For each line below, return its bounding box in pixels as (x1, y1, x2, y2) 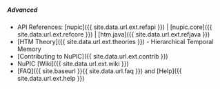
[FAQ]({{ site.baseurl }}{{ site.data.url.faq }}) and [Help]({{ (17, 66, 182, 75)
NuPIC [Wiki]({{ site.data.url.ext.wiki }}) (17, 59, 129, 68)
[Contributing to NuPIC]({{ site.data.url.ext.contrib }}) (17, 52, 168, 60)
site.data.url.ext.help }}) (17, 74, 85, 82)
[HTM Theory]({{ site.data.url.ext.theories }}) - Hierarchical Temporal (17, 37, 214, 46)
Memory (17, 45, 41, 53)
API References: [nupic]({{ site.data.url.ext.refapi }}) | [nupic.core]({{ (17, 23, 212, 31)
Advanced (7, 6, 38, 14)
